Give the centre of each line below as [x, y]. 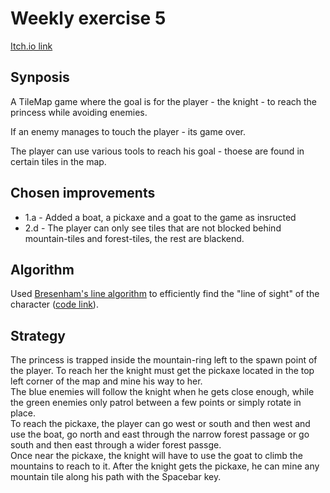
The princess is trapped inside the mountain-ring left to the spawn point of [164, 360]
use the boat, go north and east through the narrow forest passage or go [160, 434]
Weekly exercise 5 [88, 18]
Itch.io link [31, 46]
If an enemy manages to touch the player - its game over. [128, 131]
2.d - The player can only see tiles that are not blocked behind [153, 228]
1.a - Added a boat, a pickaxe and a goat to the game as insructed [160, 217]
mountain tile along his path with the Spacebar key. [116, 477]
